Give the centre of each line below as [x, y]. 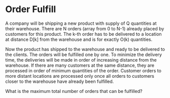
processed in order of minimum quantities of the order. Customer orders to [83, 70]
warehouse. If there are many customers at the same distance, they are [80, 65]
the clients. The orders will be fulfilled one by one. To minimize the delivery [84, 55]
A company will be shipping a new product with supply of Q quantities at [81, 23]
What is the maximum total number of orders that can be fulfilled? [74, 91]
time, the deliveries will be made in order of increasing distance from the [81, 60]
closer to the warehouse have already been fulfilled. [60, 81]
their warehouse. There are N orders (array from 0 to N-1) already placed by [85, 28]
